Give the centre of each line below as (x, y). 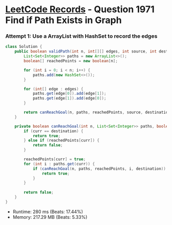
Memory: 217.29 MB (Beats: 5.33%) (50, 217)
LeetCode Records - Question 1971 (80, 9)
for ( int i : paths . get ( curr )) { (59, 164)
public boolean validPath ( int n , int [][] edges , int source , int (86, 52)
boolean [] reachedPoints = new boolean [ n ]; (71, 61)
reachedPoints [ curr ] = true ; (55, 159)
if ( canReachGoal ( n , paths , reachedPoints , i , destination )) (99, 169)
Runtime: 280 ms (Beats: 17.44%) (48, 211)
